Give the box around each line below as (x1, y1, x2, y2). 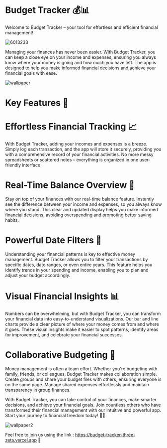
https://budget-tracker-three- (75, 432, 136, 438)
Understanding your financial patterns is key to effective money (5, 251, 136, 257)
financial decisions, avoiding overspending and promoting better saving (5, 212, 152, 218)
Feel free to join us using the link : (5, 432, 75, 438)
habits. (5, 217, 19, 223)
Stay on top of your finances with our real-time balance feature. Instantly (5, 196, 154, 202)
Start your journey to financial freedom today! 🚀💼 (5, 412, 105, 418)
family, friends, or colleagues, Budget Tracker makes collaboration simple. (5, 371, 158, 377)
